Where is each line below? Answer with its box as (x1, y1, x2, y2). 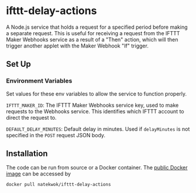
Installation (6, 148, 48, 159)
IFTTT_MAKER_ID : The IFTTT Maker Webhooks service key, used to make (6, 101, 179, 109)
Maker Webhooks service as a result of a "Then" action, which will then (6, 36, 178, 43)
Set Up (6, 59, 31, 69)
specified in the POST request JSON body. (6, 131, 106, 138)
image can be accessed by (6, 170, 71, 177)
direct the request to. (6, 114, 57, 121)
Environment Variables (6, 77, 73, 85)
